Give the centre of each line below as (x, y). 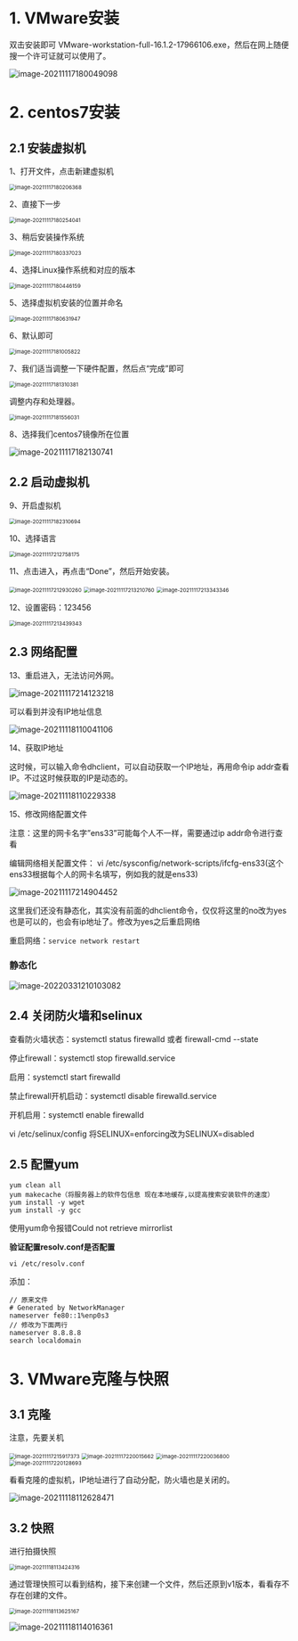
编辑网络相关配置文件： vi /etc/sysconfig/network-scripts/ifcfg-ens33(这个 (146, 863)
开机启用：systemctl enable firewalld (77, 1114)
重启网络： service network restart (75, 940)
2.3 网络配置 (44, 652)
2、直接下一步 (35, 204)
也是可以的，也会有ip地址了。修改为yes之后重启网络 (105, 921)
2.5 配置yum (44, 1165)
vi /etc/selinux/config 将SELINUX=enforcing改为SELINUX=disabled (132, 1134)
